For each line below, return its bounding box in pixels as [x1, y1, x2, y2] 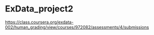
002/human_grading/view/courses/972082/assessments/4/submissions [5, 24, 149, 30]
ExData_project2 [5, 3, 74, 14]
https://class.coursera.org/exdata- [5, 19, 74, 25]
